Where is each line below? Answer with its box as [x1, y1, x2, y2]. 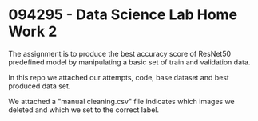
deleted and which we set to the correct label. [8, 105, 160, 115]
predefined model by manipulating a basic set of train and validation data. [8, 57, 251, 67]
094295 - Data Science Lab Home [8, 6, 238, 24]
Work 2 [8, 22, 58, 41]
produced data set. [8, 81, 71, 91]
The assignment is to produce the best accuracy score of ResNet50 [8, 49, 232, 58]
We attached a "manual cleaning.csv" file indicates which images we [8, 96, 235, 106]
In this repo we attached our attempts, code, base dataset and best [8, 72, 229, 82]
